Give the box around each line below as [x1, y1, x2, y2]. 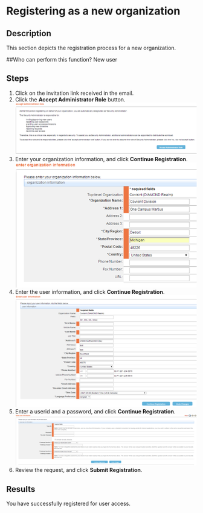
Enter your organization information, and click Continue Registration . [14, 155, 188, 162]
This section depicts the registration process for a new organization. [6, 44, 176, 51]
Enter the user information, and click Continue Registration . [14, 288, 165, 295]
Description [6, 28, 51, 39]
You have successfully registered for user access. [6, 500, 131, 508]
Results [6, 484, 36, 494]
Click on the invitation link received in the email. [14, 89, 134, 97]
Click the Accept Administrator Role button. [14, 95, 126, 103]
